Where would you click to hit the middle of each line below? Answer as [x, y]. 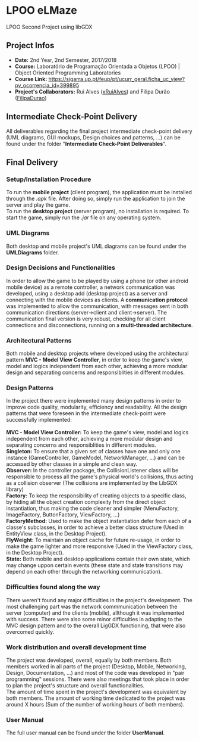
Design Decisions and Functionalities [61, 267]
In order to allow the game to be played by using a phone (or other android [97, 281]
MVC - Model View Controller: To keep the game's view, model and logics [97, 432]
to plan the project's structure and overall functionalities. [75, 686]
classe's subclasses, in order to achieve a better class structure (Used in [95, 527]
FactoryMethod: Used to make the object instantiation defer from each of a [99, 521]
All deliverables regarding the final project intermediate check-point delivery [99, 131]
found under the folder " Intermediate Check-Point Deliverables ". [86, 144]
